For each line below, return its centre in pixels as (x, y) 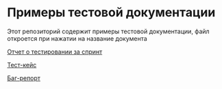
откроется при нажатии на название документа (77, 38)
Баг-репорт (24, 78)
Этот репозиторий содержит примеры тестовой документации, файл (109, 31)
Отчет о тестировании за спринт (55, 52)
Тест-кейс (22, 65)
